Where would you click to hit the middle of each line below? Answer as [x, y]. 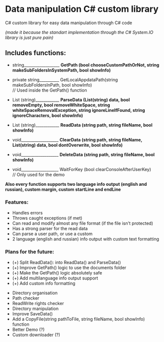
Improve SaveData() [33, 314]
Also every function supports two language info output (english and [76, 184]
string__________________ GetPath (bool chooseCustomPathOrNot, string [86, 65]
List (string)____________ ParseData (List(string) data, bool [71, 100]
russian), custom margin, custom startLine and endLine [63, 189]
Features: [17, 202]
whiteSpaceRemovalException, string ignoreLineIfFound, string [79, 110]
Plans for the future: [30, 251]
